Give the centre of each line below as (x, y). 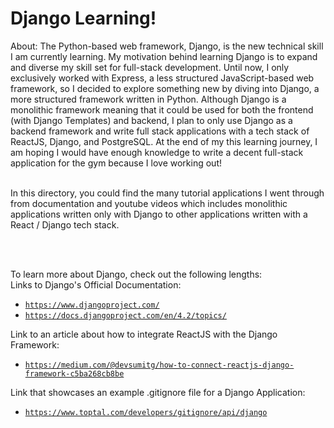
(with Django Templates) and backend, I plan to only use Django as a (151, 120)
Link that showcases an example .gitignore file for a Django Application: (158, 392)
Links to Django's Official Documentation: (96, 284)
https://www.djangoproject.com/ (92, 305)
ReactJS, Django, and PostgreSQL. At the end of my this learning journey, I (164, 141)
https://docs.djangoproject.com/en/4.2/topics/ (125, 315)
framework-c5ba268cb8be (74, 373)
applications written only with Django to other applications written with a (159, 214)
